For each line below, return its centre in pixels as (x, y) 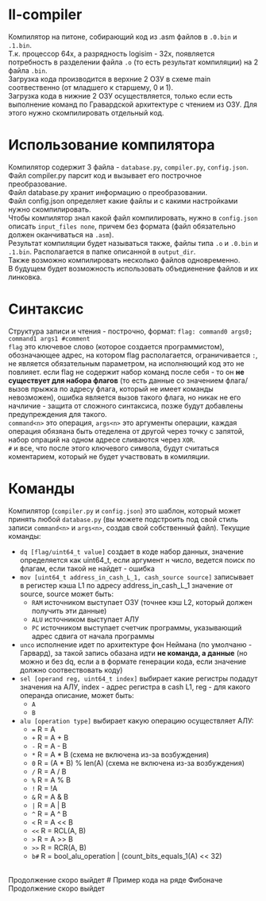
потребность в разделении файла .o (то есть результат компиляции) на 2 (133, 62)
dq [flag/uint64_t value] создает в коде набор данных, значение (132, 552)
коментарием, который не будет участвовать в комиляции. (109, 456)
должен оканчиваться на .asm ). (61, 234)
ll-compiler (45, 15)
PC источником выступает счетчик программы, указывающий (137, 627)
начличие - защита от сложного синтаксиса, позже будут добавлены (126, 406)
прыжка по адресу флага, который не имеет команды (122, 388)
